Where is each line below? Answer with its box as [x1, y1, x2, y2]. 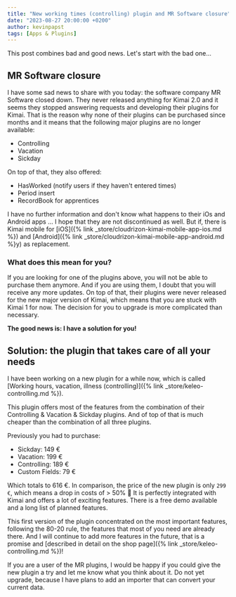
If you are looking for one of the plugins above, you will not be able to [7, 274, 209, 282]
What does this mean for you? [7, 257, 112, 267]
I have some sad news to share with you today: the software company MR [7, 89, 221, 97]
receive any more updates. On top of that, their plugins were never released [7, 288, 227, 297]
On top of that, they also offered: [7, 168, 102, 176]
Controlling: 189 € [17, 460, 70, 468]
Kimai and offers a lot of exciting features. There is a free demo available [7, 496, 218, 505]
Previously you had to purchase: [7, 432, 100, 440]
